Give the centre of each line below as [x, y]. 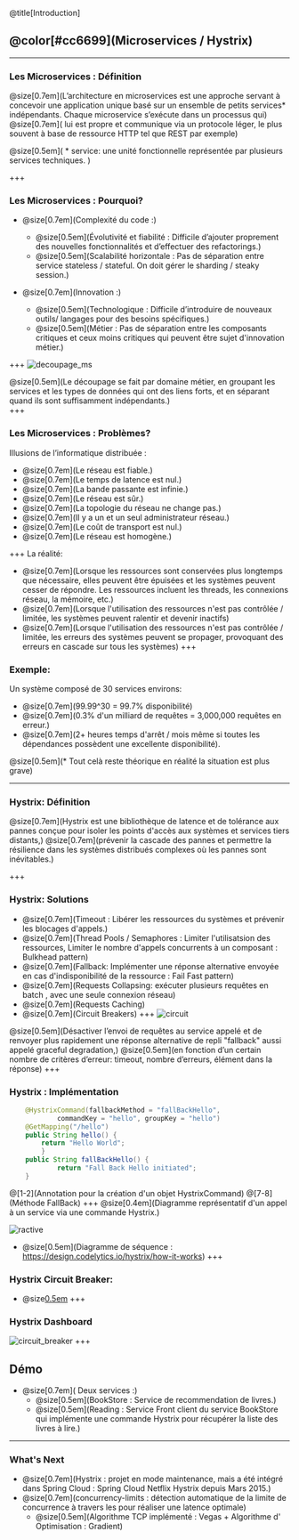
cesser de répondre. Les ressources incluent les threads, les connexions [155, 589]
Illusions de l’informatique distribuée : [78, 452]
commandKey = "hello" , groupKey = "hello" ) [138, 1118]
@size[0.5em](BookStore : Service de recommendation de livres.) [156, 1400]
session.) [52, 275]
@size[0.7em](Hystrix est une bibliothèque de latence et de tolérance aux [144, 822]
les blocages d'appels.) [65, 928]
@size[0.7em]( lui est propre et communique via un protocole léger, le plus [146, 125]
